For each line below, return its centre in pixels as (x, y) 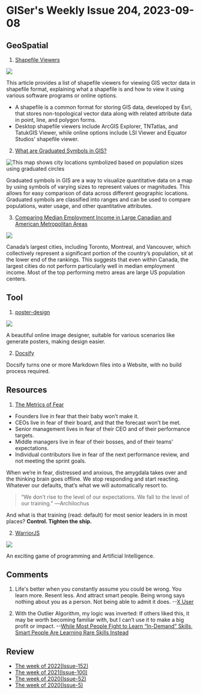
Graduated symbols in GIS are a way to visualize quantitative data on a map (100, 180)
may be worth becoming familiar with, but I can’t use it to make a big (99, 620)
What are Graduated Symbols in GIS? (61, 151)
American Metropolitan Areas (51, 224)
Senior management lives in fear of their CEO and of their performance (102, 429)
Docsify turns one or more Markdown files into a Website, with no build (94, 365)
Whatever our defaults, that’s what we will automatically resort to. (87, 485)
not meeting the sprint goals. (50, 461)
